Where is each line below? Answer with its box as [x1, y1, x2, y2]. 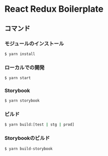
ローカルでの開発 [4, 64, 45, 71]
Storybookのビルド [4, 135, 50, 142]
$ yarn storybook [4, 98, 40, 104]
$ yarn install [4, 52, 36, 56]
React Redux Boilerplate [4, 3, 104, 15]
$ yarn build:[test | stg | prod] [4, 122, 75, 127]
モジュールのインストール [4, 40, 64, 47]
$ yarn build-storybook [4, 146, 53, 151]
